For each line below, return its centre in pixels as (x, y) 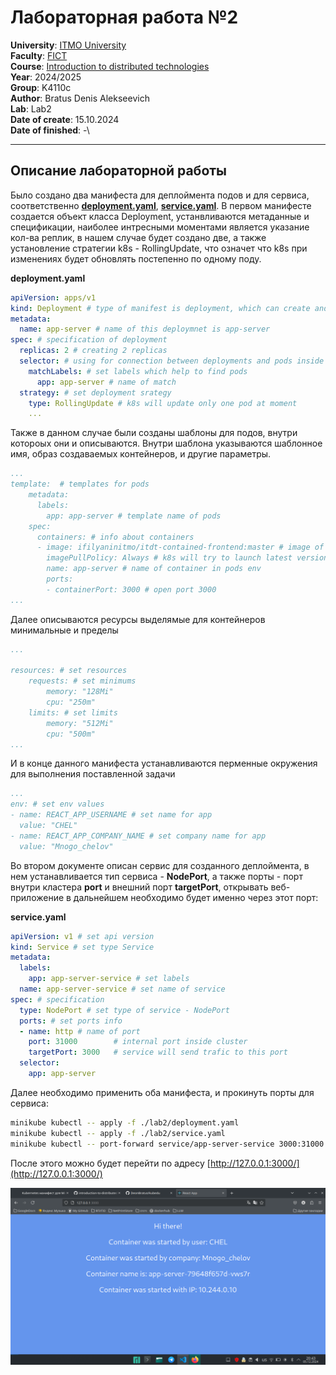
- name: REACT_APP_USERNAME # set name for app (111, 815)
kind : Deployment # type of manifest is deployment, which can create (160, 308)
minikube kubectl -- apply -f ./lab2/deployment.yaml (125, 1122)
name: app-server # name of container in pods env (154, 569)
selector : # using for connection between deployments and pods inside (172, 361)
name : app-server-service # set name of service (122, 989)
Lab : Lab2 (31, 108)
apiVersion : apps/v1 (53, 297)
